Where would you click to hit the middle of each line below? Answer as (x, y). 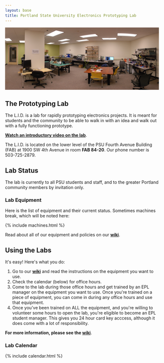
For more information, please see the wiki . (49, 333)
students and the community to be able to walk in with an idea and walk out (81, 121)
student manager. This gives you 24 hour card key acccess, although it (83, 318)
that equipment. (28, 302)
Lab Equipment (23, 200)
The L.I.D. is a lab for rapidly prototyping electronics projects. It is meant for (81, 115)
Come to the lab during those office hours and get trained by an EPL (81, 287)
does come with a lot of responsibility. (50, 323)
